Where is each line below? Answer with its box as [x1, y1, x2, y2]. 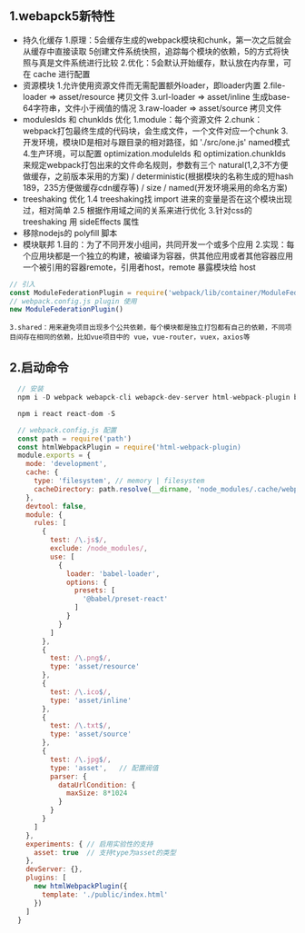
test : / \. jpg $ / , [49, 755, 112, 764]
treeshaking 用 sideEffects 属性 [22, 216, 140, 227]
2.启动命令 [9, 360, 70, 375]
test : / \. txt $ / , [49, 721, 112, 730]
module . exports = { [17, 451, 92, 461]
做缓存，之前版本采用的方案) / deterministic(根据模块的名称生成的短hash [22, 171, 294, 182]
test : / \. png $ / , [49, 653, 112, 663]
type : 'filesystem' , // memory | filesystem [33, 476, 205, 485]
